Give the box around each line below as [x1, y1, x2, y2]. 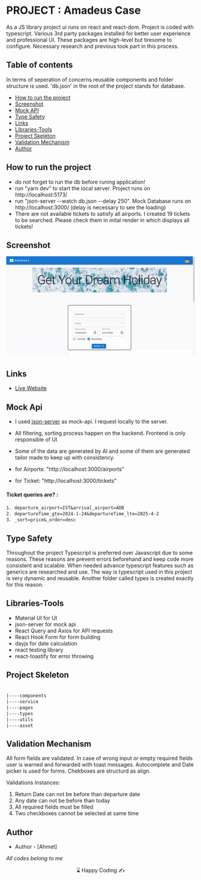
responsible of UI [14, 436, 58, 443]
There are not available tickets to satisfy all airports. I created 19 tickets [14, 210, 190, 217]
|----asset [6, 722, 33, 729]
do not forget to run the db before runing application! [14, 178, 145, 185]
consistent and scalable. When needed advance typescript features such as [6, 561, 194, 569]
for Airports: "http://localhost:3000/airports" [14, 465, 124, 473]
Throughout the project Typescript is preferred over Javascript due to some [6, 549, 193, 556]
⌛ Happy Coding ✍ [76, 867, 125, 874]
